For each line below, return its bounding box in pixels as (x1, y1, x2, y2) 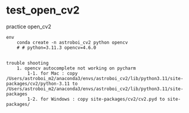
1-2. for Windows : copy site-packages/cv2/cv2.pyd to (27, 96, 165, 102)
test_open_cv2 (6, 4, 80, 17)
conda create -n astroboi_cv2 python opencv (17, 39, 128, 45)
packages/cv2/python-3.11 (6, 81, 70, 87)
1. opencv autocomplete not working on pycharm (17, 65, 136, 71)
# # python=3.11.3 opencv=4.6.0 (17, 45, 96, 51)
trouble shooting (6, 60, 49, 66)
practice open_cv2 (6, 23, 51, 30)
